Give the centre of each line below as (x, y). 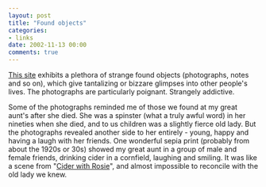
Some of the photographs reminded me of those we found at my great (123, 107)
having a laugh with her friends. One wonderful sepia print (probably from (129, 141)
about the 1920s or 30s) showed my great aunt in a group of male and (122, 149)
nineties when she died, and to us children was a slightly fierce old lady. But (132, 124)
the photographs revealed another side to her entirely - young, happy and (129, 132)
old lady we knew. (38, 174)
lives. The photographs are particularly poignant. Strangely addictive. (121, 92)
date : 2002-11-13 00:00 (48, 45)
